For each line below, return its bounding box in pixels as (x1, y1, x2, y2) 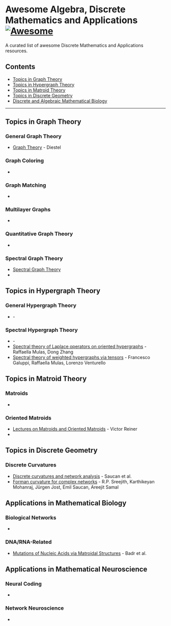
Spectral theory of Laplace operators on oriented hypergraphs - (12, 343, 147, 349)
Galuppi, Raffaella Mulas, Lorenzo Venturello (12, 360, 106, 366)
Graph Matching (5, 182, 46, 189)
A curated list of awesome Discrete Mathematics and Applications (5, 42, 144, 48)
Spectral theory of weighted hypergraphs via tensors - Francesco (12, 354, 151, 360)
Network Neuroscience (5, 605, 64, 612)
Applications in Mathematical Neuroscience (5, 565, 148, 573)
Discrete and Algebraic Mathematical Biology (12, 98, 108, 104)
